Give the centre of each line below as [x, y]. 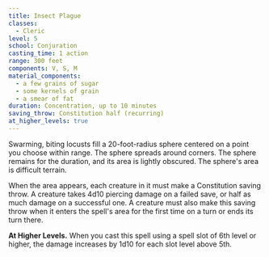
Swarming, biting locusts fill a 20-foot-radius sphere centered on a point [129, 144]
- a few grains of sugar [57, 83]
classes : [23, 23]
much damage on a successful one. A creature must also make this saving [132, 202]
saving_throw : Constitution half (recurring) [86, 114]
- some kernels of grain [57, 91]
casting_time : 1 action [48, 53]
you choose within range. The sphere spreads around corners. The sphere [132, 152]
